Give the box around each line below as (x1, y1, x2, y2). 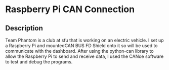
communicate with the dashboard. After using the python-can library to (5, 48, 154, 54)
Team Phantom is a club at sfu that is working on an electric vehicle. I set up (5, 37, 164, 43)
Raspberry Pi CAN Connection (5, 4, 135, 15)
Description (5, 24, 43, 32)
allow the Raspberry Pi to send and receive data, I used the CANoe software (5, 53, 164, 59)
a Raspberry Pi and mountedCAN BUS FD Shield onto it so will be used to (5, 43, 158, 49)
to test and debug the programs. (5, 59, 73, 64)
